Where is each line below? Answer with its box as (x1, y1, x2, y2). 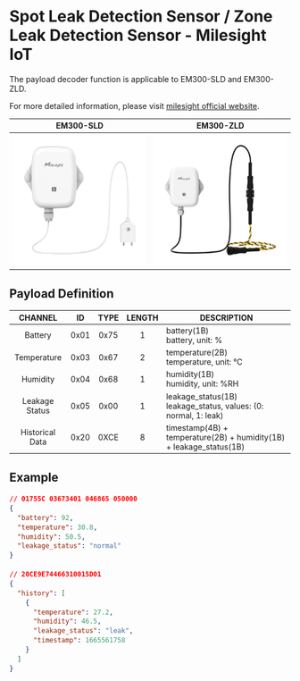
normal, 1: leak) (165, 409, 224, 421)
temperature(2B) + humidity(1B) (165, 432, 286, 442)
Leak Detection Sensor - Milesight (9, 25, 267, 46)
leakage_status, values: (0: (165, 400, 264, 411)
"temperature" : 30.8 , (17, 523, 98, 532)
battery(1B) (165, 324, 210, 336)
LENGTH (126, 312, 159, 323)
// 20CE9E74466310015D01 (9, 570, 102, 579)
